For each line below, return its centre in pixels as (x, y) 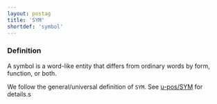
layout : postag (29, 14)
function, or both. (32, 73)
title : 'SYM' (26, 20)
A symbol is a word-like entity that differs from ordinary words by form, (108, 66)
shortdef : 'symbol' (35, 26)
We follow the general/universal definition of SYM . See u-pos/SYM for (105, 87)
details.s (19, 94)
